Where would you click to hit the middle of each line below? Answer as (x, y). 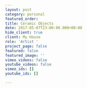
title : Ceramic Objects (29, 23)
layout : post (18, 10)
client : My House (23, 37)
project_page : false (26, 46)
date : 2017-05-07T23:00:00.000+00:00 (44, 28)
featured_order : (22, 19)
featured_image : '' (25, 55)
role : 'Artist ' (22, 42)
